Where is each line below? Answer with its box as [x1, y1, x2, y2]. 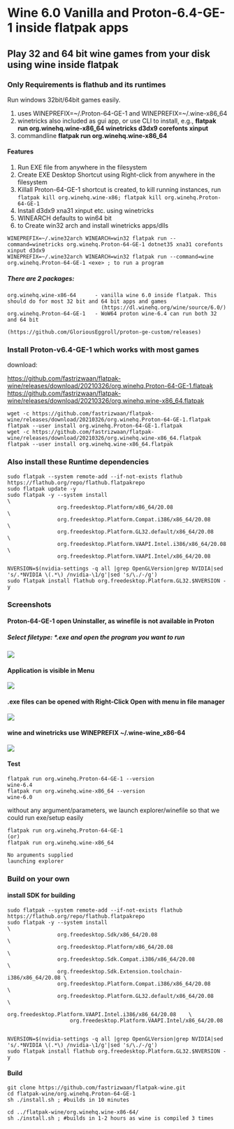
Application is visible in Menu [7, 666, 95, 674]
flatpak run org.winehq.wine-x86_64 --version [7, 787, 145, 795]
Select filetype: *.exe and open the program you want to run [7, 633, 185, 641]
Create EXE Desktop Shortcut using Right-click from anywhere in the [17, 170, 215, 179]
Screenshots [7, 599, 52, 609]
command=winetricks [7, 241, 64, 248]
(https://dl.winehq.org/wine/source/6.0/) [101, 304, 227, 311]
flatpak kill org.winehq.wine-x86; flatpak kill [17, 194, 162, 201]
